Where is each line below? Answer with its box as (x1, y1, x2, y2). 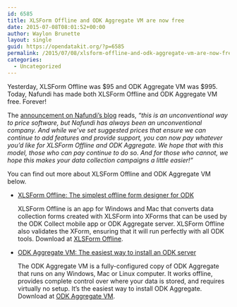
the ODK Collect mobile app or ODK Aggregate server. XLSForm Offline (17, 219, 224, 228)
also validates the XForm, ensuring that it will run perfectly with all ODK (17, 227, 224, 235)
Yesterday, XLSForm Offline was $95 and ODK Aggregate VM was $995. (7, 82, 218, 90)
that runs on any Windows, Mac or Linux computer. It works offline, (17, 269, 213, 277)
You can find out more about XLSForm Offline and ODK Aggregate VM (7, 169, 212, 178)
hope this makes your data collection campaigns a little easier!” (7, 156, 193, 164)
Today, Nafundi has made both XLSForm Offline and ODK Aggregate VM (7, 90, 217, 98)
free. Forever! (7, 97, 47, 106)
